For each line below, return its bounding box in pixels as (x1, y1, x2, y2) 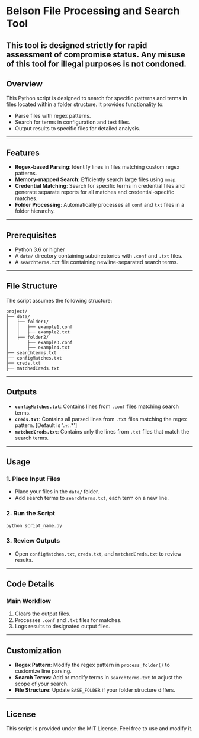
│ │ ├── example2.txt (6, 329, 70, 335)
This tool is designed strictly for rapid (6, 40, 147, 50)
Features (6, 147, 40, 158)
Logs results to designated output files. (14, 623, 111, 630)
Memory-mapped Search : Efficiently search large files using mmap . (14, 176, 178, 183)
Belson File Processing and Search (6, 4, 180, 18)
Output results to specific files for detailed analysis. (14, 125, 140, 132)
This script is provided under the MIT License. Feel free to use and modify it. (6, 725, 192, 732)
